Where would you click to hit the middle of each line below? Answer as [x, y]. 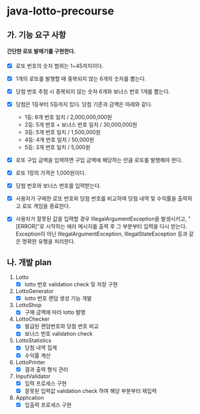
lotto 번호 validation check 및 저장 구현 [71, 284]
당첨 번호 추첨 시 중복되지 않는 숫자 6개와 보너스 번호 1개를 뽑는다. [93, 91]
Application [30, 397]
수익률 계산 [37, 355]
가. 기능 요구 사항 [36, 35]
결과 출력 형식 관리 [46, 369]
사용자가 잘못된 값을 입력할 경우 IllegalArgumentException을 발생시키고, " [103, 219]
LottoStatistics [33, 340]
